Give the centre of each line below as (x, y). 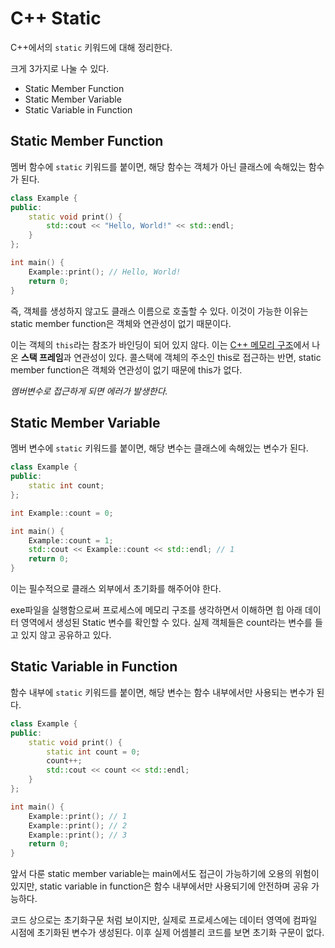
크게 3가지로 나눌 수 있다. (60, 68)
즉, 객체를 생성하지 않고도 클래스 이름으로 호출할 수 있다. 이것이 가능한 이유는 (159, 311)
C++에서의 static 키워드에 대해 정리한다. (91, 47)
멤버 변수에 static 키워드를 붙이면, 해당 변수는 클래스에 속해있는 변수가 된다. (159, 448)
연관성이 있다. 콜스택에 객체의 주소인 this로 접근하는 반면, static (197, 357)
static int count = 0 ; (93, 752)
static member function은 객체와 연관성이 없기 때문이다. (121, 323)
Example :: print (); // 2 (78, 825)
